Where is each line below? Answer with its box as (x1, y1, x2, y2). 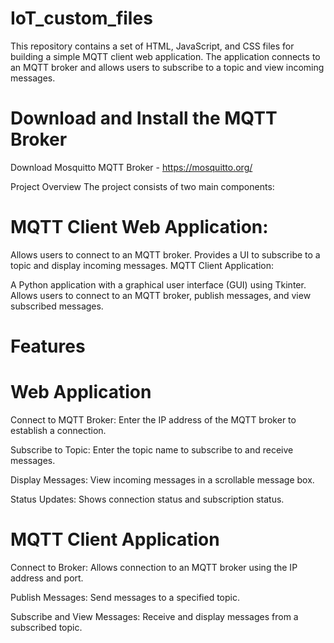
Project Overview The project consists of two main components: (10, 180, 275, 192)
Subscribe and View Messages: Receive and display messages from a (10, 610, 299, 622)
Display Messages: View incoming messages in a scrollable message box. (10, 473, 315, 486)
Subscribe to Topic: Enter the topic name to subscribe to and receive (10, 443, 294, 456)
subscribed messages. (10, 300, 104, 312)
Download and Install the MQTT (10, 107, 278, 130)
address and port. (10, 572, 84, 584)
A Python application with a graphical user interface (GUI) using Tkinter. (10, 278, 307, 291)
